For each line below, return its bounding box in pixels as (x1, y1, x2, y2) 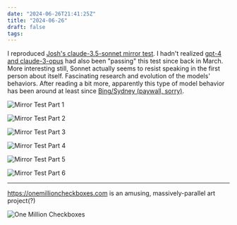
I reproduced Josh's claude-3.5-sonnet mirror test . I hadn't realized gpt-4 (7, 49, 222, 58)
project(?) (7, 197, 36, 205)
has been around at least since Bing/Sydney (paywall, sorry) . (7, 87, 185, 95)
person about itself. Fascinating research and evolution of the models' (7, 72, 210, 80)
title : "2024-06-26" (7, 17, 68, 24)
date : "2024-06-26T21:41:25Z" (7, 10, 97, 18)
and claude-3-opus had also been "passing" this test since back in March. (7, 57, 224, 66)
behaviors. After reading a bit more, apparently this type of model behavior (7, 79, 225, 88)
